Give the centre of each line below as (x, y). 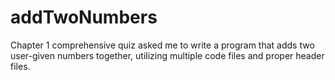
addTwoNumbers (84, 17)
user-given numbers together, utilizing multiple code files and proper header (167, 55)
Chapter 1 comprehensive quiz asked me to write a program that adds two (162, 45)
